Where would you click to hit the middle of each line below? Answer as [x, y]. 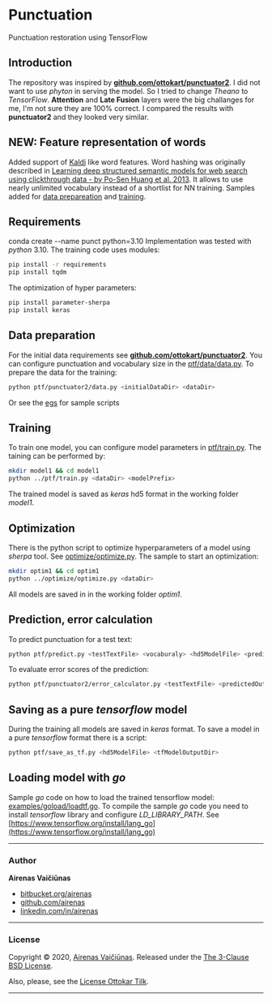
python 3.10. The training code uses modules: [84, 250]
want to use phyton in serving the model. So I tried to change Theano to [128, 91]
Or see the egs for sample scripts [64, 402]
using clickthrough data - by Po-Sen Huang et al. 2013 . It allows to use [126, 179]
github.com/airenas [53, 902]
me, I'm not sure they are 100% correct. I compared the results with [121, 108]
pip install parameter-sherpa [59, 303]
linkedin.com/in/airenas [59, 911]
